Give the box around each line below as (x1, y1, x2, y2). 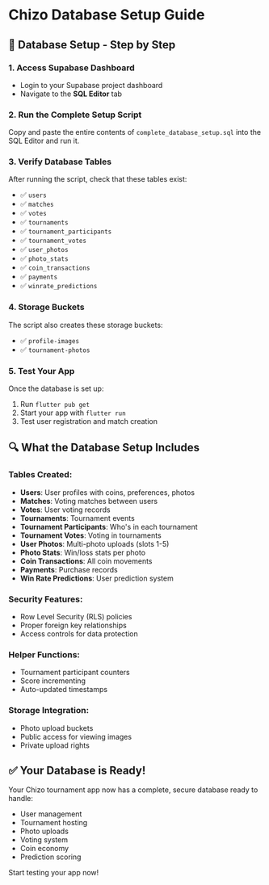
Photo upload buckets (19, 723, 94, 732)
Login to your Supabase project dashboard (19, 80, 163, 90)
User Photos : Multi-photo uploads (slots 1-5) (19, 539, 170, 548)
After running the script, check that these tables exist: (8, 174, 187, 184)
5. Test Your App (8, 365, 75, 376)
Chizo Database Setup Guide (8, 6, 205, 24)
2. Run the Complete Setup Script (8, 109, 142, 120)
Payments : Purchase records (19, 564, 119, 574)
